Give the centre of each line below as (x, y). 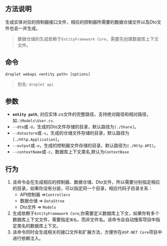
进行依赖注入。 (28, 238)
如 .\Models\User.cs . (33, 120)
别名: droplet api (35, 84)
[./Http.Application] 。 (37, 139)
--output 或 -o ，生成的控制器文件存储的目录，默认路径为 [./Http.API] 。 (85, 145)
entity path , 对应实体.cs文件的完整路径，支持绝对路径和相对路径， (81, 114)
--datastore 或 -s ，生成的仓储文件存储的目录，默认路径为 (71, 133)
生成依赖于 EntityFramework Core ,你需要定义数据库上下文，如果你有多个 (86, 213)
